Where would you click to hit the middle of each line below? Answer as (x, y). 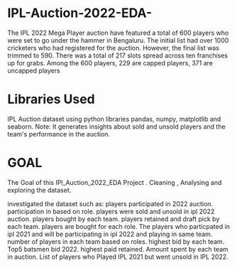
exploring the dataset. (39, 190)
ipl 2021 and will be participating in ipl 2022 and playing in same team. (110, 234)
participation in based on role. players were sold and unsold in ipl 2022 (111, 211)
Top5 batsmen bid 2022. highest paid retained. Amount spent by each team (118, 249)
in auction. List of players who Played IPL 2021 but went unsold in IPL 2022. (118, 257)
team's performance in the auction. (59, 134)
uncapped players (34, 70)
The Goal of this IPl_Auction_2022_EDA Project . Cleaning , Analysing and (115, 182)
